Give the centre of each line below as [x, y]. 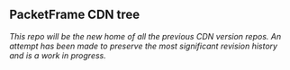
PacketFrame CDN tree [75, 15]
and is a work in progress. [58, 55]
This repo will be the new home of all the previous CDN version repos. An [145, 36]
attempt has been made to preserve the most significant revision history [143, 46]
